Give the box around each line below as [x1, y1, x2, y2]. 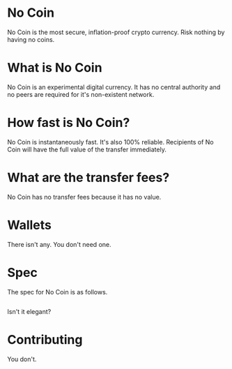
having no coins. [7, 35, 55, 43]
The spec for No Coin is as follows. [7, 287, 108, 296]
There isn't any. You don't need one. [7, 240, 111, 248]
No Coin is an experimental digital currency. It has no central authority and [7, 82, 221, 91]
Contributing [7, 331, 83, 347]
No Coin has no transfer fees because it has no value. [7, 193, 162, 201]
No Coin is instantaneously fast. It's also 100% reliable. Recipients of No [7, 137, 214, 146]
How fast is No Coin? [7, 115, 130, 130]
